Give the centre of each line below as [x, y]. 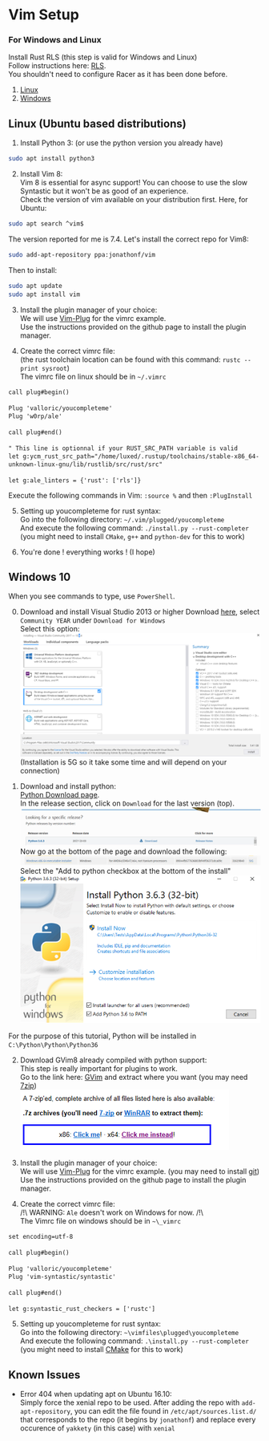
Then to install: [33, 270]
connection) [40, 770]
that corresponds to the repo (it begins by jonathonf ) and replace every [138, 1420]
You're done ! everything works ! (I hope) [88, 552]
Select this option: [50, 629]
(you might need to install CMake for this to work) [102, 1350]
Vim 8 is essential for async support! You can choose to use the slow [134, 183]
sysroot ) [55, 367]
